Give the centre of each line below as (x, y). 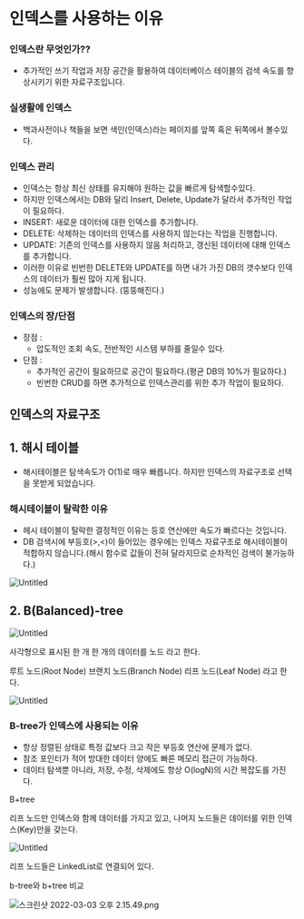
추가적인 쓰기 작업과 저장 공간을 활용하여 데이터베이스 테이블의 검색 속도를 (153, 71)
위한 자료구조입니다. (89, 82)
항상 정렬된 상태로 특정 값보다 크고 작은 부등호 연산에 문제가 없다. (137, 746)
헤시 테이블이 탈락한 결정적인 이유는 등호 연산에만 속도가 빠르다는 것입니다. (155, 530)
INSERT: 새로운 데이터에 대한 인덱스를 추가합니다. (110, 222)
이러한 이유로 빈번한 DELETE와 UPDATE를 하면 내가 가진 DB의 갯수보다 (149, 268)
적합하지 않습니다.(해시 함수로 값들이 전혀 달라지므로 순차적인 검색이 (142, 553)
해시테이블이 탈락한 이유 (59, 509)
